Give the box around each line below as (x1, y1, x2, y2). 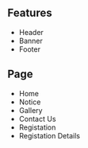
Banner (18, 36, 43, 45)
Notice (18, 97, 41, 107)
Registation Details (18, 130, 81, 140)
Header (18, 27, 44, 37)
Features (7, 6, 52, 20)
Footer (18, 44, 41, 54)
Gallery (18, 105, 43, 115)
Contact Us (18, 114, 56, 123)
